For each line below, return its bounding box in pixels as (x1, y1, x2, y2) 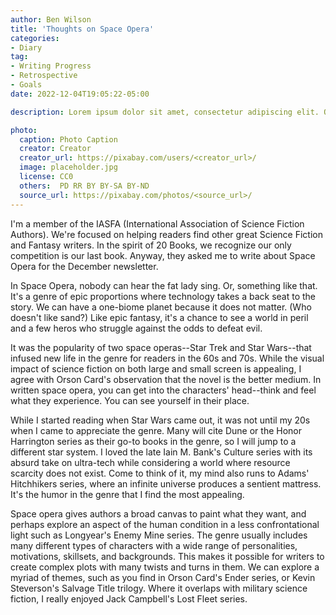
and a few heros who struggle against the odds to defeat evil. (10, 322, 263, 334)
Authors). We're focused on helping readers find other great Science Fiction (10, 228, 324, 240)
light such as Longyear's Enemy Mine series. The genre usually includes (10, 529, 308, 541)
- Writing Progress (10, 61, 92, 71)
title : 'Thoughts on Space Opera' (10, 24, 155, 34)
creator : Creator (19, 144, 92, 154)
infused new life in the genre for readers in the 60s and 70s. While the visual (10, 352, 325, 364)
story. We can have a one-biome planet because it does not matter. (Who (10, 301, 312, 313)
